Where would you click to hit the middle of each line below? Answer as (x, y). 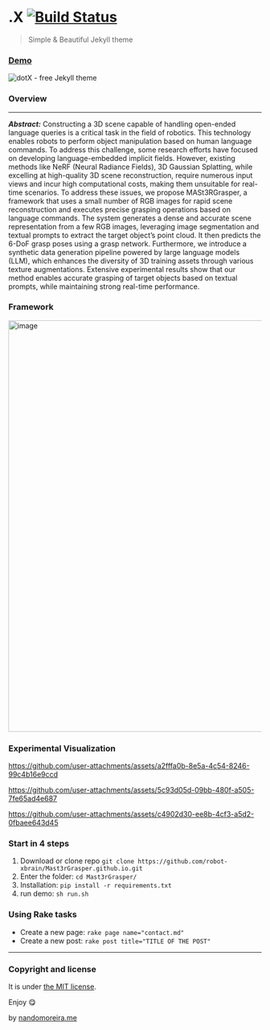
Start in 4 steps (39, 843)
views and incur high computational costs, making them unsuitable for (125, 183)
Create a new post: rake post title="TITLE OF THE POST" (115, 941)
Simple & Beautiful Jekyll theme (80, 39)
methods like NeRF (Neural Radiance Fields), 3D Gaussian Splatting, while (131, 167)
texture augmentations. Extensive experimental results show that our (122, 269)
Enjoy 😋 (22, 1003)
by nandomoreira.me (43, 1018)
